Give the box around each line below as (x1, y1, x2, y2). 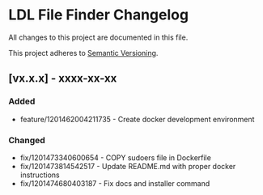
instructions (19, 170, 61, 180)
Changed (8, 134, 46, 146)
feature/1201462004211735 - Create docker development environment (19, 114, 255, 124)
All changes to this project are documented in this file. (8, 32, 189, 42)
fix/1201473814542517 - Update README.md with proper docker (19, 161, 236, 171)
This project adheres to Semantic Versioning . (8, 48, 159, 57)
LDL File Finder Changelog (8, 6, 189, 24)
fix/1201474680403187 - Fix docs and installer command (19, 178, 210, 188)
